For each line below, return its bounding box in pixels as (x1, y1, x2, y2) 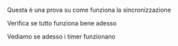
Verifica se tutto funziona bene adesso (7, 19, 117, 27)
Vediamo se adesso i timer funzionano (7, 32, 115, 41)
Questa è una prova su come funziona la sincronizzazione (7, 6, 172, 14)
